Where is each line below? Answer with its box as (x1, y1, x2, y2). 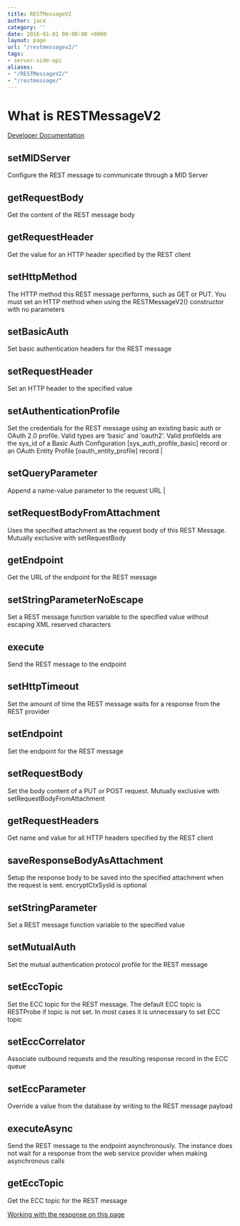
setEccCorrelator (7, 1035, 86, 1047)
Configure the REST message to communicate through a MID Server (7, 171, 209, 179)
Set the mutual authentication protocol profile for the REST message (7, 960, 209, 968)
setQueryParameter (7, 467, 98, 479)
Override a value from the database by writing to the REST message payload (7, 1102, 234, 1110)
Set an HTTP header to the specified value (7, 384, 133, 393)
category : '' (7, 24, 46, 31)
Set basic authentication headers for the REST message (7, 344, 172, 353)
